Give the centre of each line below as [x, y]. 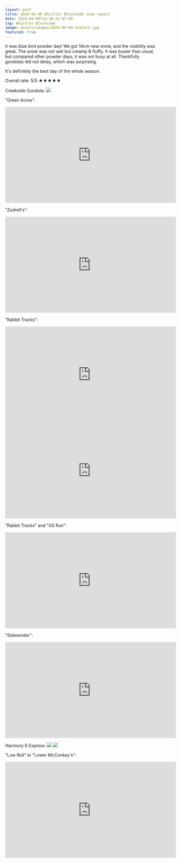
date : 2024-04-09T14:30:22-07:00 [39, 19]
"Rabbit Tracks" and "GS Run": [36, 525]
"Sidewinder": [19, 635]
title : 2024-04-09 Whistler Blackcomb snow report [58, 14]
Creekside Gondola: [25, 90]
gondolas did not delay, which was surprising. [51, 62]
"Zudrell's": [17, 210]
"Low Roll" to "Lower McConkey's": [41, 755]
